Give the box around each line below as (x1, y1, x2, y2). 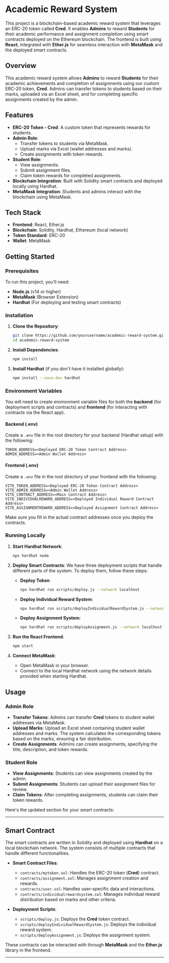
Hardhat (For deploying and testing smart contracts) (12, 300, 122, 306)
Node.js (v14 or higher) (12, 288, 61, 295)
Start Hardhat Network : (12, 543, 63, 549)
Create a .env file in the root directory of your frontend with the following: (5, 473, 157, 479)
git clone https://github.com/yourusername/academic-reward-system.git (12, 333, 166, 338)
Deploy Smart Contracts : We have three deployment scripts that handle (12, 562, 162, 568)
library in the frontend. (5, 947, 52, 953)
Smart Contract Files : (12, 860, 58, 866)
